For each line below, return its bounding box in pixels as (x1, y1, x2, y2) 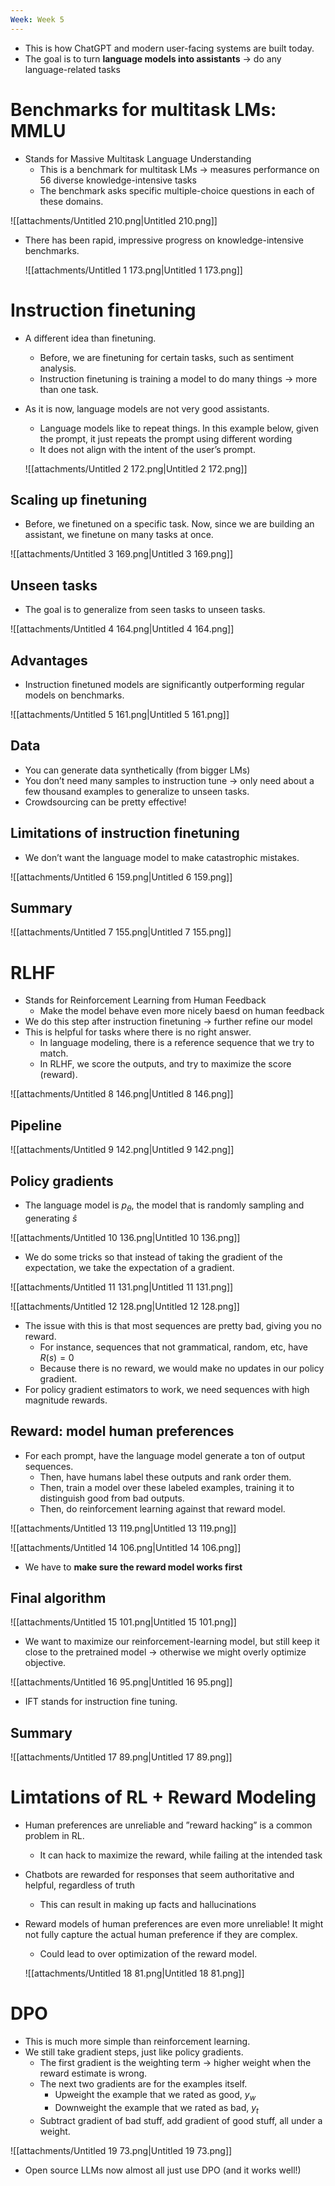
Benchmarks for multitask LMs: (10, 98, 277, 121)
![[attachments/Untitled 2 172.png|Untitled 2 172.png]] (24, 462, 248, 475)
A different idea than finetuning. (24, 332, 157, 344)
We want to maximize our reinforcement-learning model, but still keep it (24, 1636, 320, 1648)
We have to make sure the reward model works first (24, 1561, 243, 1573)
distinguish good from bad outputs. (39, 1492, 185, 1504)
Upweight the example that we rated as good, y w (54, 2089, 257, 2103)
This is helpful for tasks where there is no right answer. (24, 1026, 252, 1038)
